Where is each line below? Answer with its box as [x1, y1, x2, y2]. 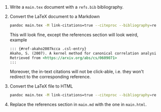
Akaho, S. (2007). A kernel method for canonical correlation [9, 51, 139, 56]
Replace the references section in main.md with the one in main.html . [9, 102, 147, 108]
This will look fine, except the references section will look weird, [9, 32, 139, 37]
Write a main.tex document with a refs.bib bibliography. [9, 4, 123, 10]
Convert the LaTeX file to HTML [9, 83, 73, 89]
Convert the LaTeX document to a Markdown [9, 14, 100, 19]
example [9, 37, 27, 43]
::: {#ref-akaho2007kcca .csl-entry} [9, 46, 87, 51]
